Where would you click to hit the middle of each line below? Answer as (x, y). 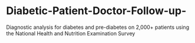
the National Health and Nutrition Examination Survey (71, 33)
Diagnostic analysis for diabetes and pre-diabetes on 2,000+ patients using (98, 27)
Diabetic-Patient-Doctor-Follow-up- (96, 11)
